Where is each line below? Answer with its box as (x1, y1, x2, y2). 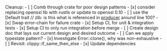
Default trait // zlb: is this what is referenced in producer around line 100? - (5, 15, 159, 20)
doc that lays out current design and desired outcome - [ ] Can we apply (5, 30, 154, 36)
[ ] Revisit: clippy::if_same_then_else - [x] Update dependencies (5, 41, 136, 46)
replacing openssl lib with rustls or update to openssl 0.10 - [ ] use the (5, 9, 149, 15)
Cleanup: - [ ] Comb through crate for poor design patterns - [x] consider (5, 4, 156, 10)
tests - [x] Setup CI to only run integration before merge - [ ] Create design (5, 25, 159, 31)
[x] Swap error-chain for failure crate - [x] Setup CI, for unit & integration (5, 20, 154, 25)
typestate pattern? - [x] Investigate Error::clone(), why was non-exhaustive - (5, 35, 162, 41)
